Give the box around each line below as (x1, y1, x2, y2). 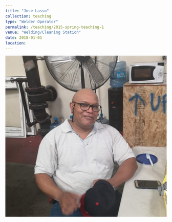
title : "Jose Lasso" (5, 8, 50, 13)
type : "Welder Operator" (5, 19, 58, 24)
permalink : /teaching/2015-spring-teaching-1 (5, 25, 104, 30)
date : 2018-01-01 (5, 35, 42, 40)
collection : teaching (5, 13, 52, 19)
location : (5, 41, 27, 46)
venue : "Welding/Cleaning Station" (5, 30, 81, 35)
